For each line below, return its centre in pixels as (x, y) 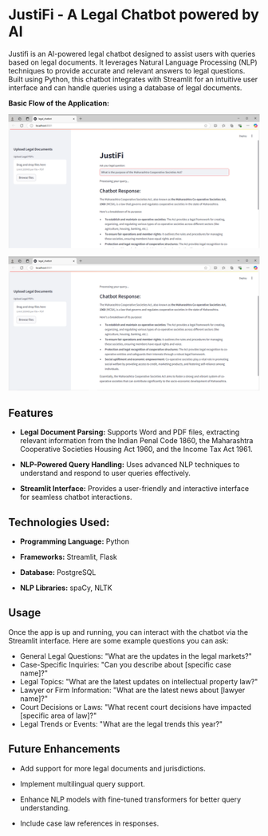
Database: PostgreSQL (58, 573)
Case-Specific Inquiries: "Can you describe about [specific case (125, 664)
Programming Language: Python (75, 541)
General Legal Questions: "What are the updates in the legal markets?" (136, 656)
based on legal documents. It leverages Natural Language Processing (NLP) (133, 62)
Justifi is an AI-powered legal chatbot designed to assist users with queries (132, 53)
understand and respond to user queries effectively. (105, 473)
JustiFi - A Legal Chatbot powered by (134, 15)
